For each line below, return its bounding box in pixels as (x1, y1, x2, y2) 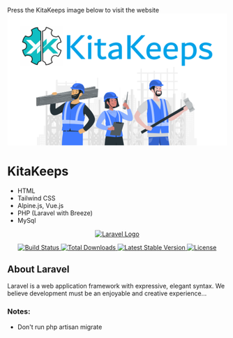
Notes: (7, 307, 31, 316)
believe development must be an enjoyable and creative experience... (7, 289, 207, 297)
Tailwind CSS (17, 193, 56, 202)
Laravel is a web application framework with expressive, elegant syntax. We (7, 282, 225, 291)
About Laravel (7, 263, 70, 275)
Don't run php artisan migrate (17, 323, 103, 331)
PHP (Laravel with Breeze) (17, 209, 93, 217)
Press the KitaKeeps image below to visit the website (7, 6, 159, 14)
